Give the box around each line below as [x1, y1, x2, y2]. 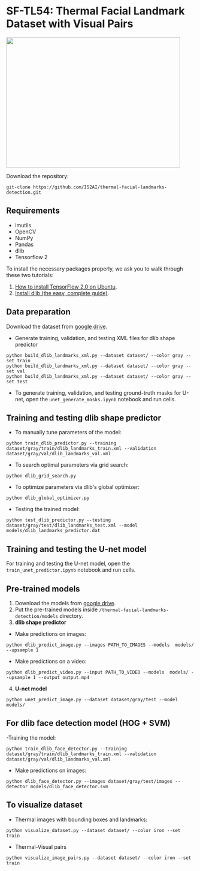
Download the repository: [6, 172, 69, 179]
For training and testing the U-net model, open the [6, 560, 131, 567]
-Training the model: [6, 734, 56, 741]
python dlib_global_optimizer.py [6, 495, 90, 501]
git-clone [6, 184, 31, 190]
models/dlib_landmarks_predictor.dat [6, 528, 101, 534]
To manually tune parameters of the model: [14, 429, 122, 436]
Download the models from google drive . [14, 600, 116, 606]
